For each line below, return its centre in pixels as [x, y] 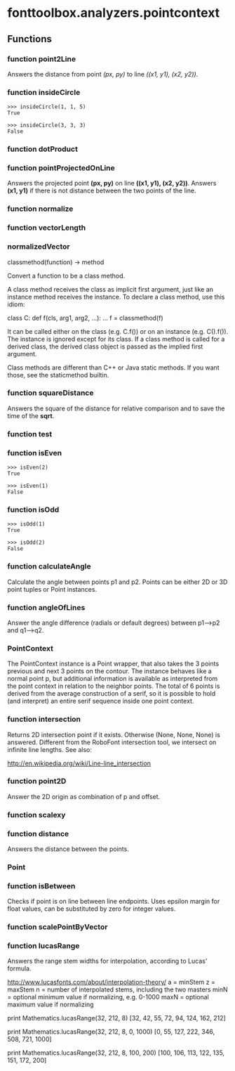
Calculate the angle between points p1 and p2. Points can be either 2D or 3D [117, 582]
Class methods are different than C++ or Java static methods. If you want [113, 368]
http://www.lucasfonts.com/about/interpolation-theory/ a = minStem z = [111, 982]
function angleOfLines [46, 607]
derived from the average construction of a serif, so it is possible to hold [112, 694]
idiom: [16, 304]
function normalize [40, 209]
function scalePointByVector [58, 927]
